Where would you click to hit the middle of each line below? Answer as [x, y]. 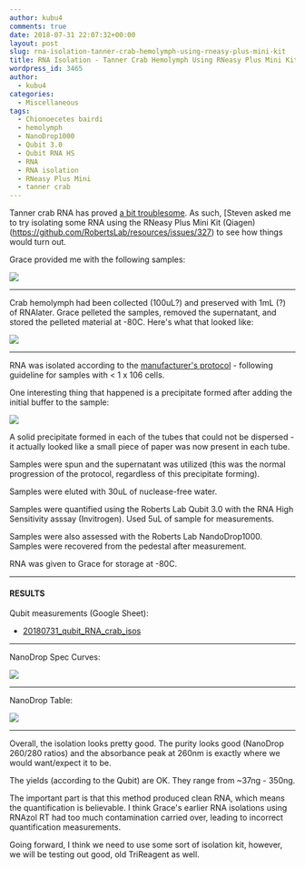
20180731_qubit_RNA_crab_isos [82, 631]
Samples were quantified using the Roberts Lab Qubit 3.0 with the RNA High [152, 510]
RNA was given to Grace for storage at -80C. [93, 564]
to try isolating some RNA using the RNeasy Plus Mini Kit [115, 223]
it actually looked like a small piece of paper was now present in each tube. [150, 447]
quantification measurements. [65, 827]
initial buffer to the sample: [59, 402]
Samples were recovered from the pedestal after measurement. [128, 546]
